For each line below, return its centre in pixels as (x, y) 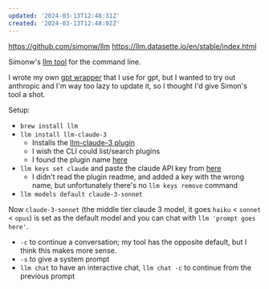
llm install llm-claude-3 (63, 134)
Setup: (19, 110)
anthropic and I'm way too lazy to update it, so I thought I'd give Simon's (128, 86)
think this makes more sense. (68, 250)
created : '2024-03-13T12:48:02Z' (64, 23)
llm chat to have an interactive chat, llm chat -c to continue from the (135, 267)
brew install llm (49, 126)
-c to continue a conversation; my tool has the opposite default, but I (133, 242)
